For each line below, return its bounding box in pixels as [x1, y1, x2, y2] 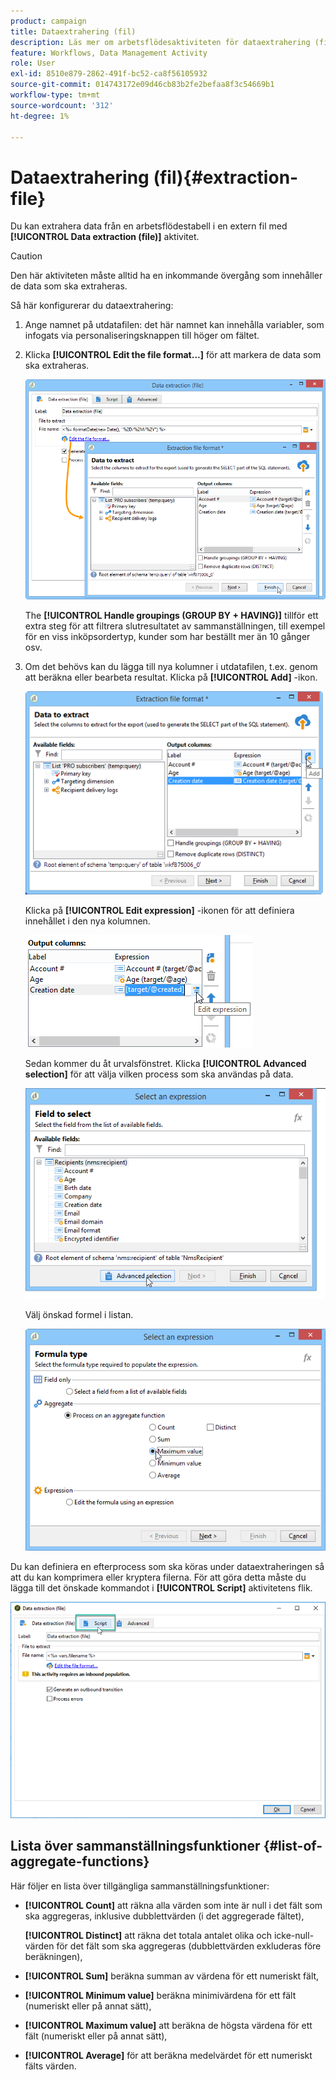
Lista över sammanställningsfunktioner [10, 1838, 261, 1855]
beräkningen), [24, 1950, 83, 1962]
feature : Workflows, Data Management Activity [10, 48, 208, 58]
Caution [10, 250, 43, 262]
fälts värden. [24, 2060, 77, 2072]
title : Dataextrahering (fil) [10, 26, 137, 37]
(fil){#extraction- [153, 166, 299, 189]
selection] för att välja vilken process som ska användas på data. [24, 1068, 294, 1080]
